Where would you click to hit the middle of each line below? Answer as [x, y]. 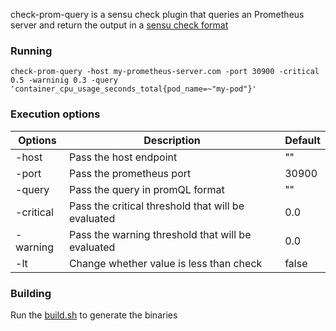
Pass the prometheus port [130, 173]
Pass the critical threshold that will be [156, 206]
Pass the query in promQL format [146, 189]
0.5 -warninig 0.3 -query [64, 80]
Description [172, 140]
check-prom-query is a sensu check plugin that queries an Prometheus [157, 14]
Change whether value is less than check [165, 263]
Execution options [55, 114]
